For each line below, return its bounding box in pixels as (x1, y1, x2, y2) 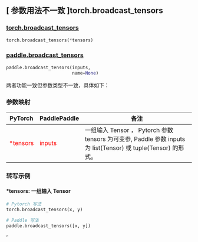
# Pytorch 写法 (6, 201, 42, 207)
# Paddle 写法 (6, 217, 39, 223)
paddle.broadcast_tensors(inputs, (6, 64, 91, 70)
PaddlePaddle (39, 114, 80, 122)
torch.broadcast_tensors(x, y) (6, 206, 83, 212)
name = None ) (71, 70, 99, 76)
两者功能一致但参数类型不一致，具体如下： (6, 82, 110, 89)
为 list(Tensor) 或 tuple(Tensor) (84, 144, 171, 152)
